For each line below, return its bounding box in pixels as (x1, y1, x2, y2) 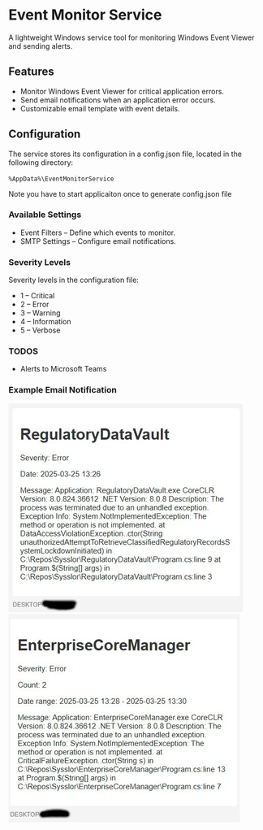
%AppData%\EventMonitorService (8, 175, 114, 183)
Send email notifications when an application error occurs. (19, 95, 217, 105)
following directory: (8, 157, 74, 167)
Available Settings (8, 209, 82, 220)
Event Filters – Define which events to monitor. (19, 228, 176, 237)
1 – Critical (19, 291, 55, 301)
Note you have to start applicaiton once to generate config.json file (8, 189, 232, 198)
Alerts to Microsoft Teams (19, 364, 107, 374)
